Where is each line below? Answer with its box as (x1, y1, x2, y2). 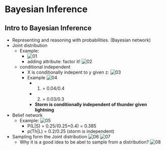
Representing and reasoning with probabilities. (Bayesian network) (12, 37, 151, 43)
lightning (34, 107, 54, 113)
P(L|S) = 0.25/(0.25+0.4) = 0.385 (27, 123, 97, 129)
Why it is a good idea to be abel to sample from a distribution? (19, 139, 149, 145)
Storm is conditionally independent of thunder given (34, 102, 147, 107)
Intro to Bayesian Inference (5, 24, 92, 32)
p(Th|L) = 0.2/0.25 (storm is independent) (27, 128, 115, 134)
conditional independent (19, 64, 71, 70)
